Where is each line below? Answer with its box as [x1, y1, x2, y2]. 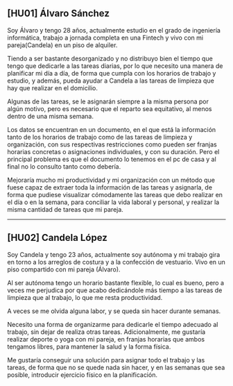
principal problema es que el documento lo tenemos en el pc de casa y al [7, 155, 216, 163]
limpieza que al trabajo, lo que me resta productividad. [7, 293, 163, 301]
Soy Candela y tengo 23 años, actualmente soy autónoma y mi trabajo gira [7, 250, 221, 258]
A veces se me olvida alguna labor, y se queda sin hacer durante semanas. [7, 307, 221, 315]
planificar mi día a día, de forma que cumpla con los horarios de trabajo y [7, 69, 216, 77]
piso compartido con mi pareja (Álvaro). [7, 265, 121, 274]
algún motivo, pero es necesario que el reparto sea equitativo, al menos [7, 104, 212, 112]
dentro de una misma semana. [7, 112, 94, 120]
